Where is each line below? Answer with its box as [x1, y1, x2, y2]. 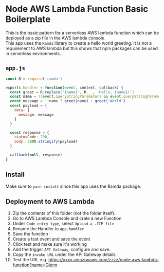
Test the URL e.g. [12, 257, 48, 263]
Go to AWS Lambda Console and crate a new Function [12, 216, 122, 221]
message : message [18, 112, 54, 117]
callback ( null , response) [10, 152, 63, 157]
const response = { [10, 130, 50, 135]
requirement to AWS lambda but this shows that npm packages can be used [5, 45, 158, 51]
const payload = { [10, 103, 48, 108]
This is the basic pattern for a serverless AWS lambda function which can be [5, 30, 159, 36]
